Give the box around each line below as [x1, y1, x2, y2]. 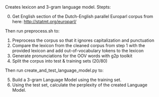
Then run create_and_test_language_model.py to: [5, 67, 104, 73]
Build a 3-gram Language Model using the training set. [12, 77, 122, 82]
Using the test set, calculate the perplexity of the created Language [12, 82, 147, 88]
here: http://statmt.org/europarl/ [12, 19, 77, 24]
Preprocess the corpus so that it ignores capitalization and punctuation [12, 37, 155, 43]
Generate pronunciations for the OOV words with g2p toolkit [12, 53, 133, 59]
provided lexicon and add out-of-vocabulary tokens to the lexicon [12, 48, 144, 53]
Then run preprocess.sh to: [5, 28, 60, 33]
